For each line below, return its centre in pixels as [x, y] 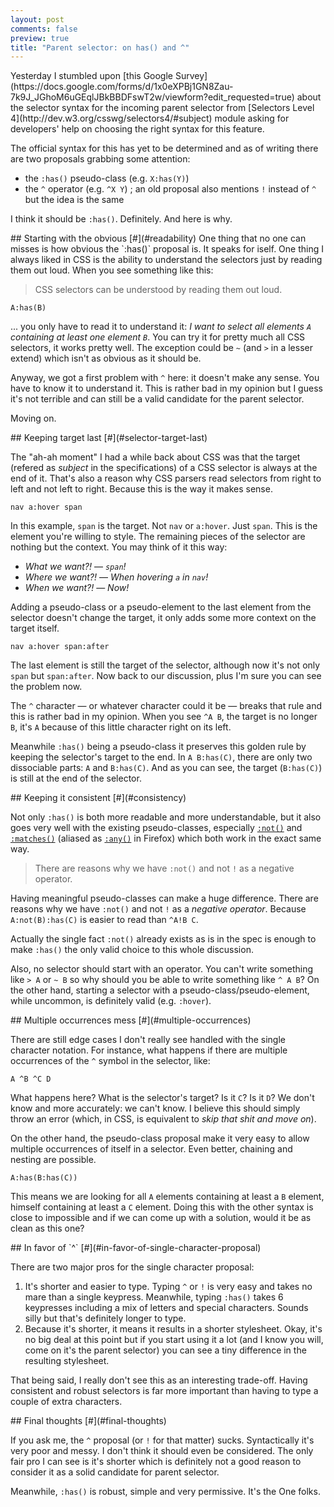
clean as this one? [47, 1228]
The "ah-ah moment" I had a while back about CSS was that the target [155, 457]
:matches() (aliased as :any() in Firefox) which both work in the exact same [166, 838]
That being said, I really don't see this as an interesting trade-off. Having [159, 1380]
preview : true [40, 38]
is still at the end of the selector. [76, 778]
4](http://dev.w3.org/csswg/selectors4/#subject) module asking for [150, 118]
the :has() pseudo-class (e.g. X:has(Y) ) [107, 178]
